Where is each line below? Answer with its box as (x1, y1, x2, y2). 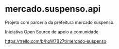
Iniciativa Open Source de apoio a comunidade (5, 29, 99, 34)
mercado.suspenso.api (5, 3, 101, 15)
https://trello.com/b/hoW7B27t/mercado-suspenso (5, 38, 107, 44)
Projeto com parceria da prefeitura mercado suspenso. (5, 19, 115, 25)
